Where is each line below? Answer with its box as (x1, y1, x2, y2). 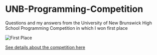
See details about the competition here (5, 44, 85, 50)
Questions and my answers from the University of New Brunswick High (5, 20, 152, 26)
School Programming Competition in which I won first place (5, 25, 128, 31)
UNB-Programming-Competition (5, 3, 143, 15)
